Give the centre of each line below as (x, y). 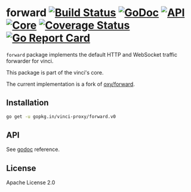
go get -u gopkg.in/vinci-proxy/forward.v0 (61, 116)
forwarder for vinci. (30, 61)
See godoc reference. (33, 150)
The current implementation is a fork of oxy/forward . (71, 84)
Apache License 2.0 (31, 182)
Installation (27, 103)
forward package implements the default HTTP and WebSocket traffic (92, 54)
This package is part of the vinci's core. (55, 72)
